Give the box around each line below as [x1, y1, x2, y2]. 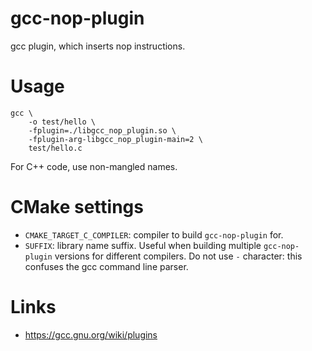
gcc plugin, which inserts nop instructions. [10, 40, 186, 52]
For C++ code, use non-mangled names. [10, 160, 178, 172]
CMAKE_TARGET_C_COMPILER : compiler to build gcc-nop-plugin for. [24, 228, 284, 241]
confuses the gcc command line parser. [24, 260, 189, 272]
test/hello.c [28, 143, 83, 153]
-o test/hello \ [28, 117, 97, 127]
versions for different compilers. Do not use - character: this [54, 250, 303, 262]
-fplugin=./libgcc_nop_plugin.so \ [28, 125, 177, 136]
